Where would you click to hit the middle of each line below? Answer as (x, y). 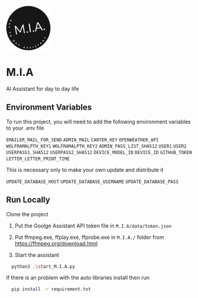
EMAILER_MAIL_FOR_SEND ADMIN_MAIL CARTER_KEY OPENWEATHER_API (82, 140)
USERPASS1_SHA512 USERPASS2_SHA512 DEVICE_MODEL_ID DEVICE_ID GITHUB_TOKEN (99, 152)
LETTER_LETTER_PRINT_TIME (38, 159)
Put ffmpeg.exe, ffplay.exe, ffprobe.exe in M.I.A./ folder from (89, 237)
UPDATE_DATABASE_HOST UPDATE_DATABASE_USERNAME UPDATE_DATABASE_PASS (92, 182)
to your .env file (25, 128)
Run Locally (28, 200)
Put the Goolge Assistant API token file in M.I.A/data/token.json (93, 226)
